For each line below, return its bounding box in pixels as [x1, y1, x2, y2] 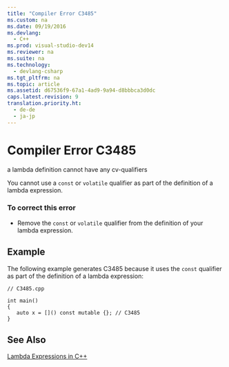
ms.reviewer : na [7, 49, 54, 56]
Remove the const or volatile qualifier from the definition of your [17, 219, 203, 227]
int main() [7, 297, 39, 304]
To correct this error [7, 203, 76, 212]
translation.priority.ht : [7, 100, 81, 107]
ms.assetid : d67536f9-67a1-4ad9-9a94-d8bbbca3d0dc [7, 87, 156, 94]
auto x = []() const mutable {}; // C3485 [16, 309, 140, 316]
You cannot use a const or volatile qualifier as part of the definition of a [7, 179, 214, 187]
